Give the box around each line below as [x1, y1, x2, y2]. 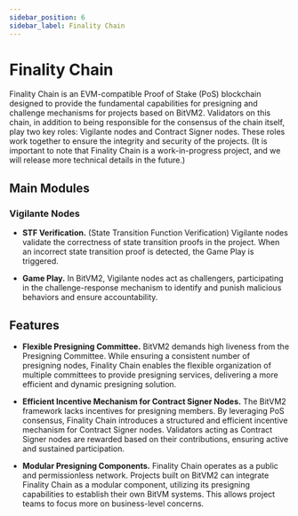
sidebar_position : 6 [9, 12, 86, 22]
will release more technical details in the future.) [9, 155, 186, 165]
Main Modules [9, 180, 91, 195]
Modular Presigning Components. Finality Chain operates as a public [21, 460, 278, 471]
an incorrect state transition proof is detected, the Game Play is [21, 246, 254, 258]
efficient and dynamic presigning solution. [21, 378, 177, 389]
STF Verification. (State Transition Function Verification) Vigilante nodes [21, 227, 289, 238]
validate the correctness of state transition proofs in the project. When [21, 237, 280, 248]
